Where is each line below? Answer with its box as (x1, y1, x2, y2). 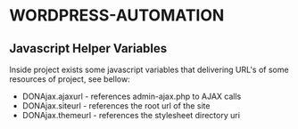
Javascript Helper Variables (9, 41, 168, 56)
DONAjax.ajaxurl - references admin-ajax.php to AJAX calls (21, 91, 242, 101)
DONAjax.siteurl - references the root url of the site (21, 101, 211, 111)
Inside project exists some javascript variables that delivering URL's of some (9, 64, 289, 75)
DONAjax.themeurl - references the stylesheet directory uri (21, 110, 241, 120)
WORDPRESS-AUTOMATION (9, 5, 225, 26)
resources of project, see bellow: (9, 74, 131, 85)
